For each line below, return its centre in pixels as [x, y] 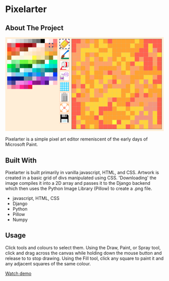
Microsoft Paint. [22, 145]
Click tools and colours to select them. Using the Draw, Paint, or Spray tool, [83, 247]
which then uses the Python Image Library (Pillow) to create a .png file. [79, 189]
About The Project [34, 28]
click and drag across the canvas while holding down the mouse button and [83, 253]
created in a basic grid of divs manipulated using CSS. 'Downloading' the [81, 178]
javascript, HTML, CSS [36, 198]
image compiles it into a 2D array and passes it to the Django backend [78, 183]
